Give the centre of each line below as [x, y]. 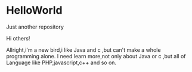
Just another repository [35, 27]
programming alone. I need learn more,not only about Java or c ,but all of [96, 56]
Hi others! [18, 38]
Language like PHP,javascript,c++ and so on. [61, 62]
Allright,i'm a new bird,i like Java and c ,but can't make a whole [83, 50]
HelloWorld [34, 10]
